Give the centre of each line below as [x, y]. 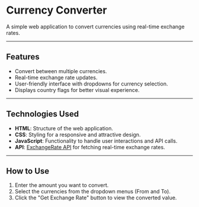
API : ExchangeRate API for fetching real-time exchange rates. [90, 147]
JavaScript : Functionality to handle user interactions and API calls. [96, 141]
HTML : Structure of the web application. [64, 128]
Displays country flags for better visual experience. [77, 90]
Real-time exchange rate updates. [56, 77]
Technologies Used [42, 114]
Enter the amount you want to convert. [62, 185]
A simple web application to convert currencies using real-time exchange [95, 27]
